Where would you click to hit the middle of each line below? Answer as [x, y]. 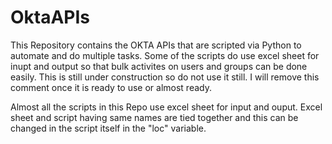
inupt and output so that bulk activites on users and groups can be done [159, 66]
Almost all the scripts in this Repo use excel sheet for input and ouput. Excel [166, 107]
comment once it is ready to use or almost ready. [111, 87]
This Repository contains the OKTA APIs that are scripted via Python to [156, 45]
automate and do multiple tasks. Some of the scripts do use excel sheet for [165, 55]
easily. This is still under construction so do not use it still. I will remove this [165, 77]
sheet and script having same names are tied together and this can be [154, 117]
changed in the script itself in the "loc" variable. [108, 128]
